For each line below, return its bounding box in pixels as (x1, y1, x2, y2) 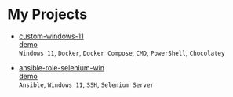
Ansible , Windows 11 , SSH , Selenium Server (18, 80, 155, 89)
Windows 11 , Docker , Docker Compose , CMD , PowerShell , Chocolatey (18, 48, 225, 57)
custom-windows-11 (18, 31, 84, 41)
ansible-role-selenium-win (18, 63, 105, 72)
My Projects (7, 5, 88, 23)
